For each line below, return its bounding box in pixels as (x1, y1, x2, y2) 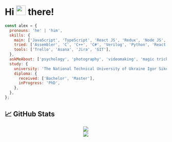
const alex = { (5, 23, 37, 28)
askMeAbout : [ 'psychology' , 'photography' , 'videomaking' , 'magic (9, 57, 155, 62)
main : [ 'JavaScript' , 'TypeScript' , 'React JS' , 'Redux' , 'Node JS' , (14, 38, 166, 43)
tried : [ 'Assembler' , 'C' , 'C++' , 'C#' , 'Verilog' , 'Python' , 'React (14, 42, 166, 47)
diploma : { (14, 71, 37, 76)
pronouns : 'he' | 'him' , (9, 28, 63, 33)
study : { (9, 61, 28, 66)
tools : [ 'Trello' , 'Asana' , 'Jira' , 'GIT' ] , (14, 47, 111, 52)
